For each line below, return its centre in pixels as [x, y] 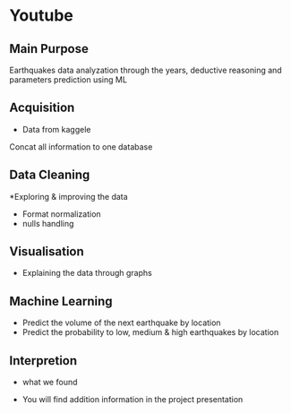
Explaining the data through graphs [87, 273]
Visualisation [47, 252]
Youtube [42, 16]
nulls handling [48, 223]
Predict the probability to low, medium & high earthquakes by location [150, 332]
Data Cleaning [50, 175]
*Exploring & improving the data [68, 196]
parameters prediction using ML [68, 80]
